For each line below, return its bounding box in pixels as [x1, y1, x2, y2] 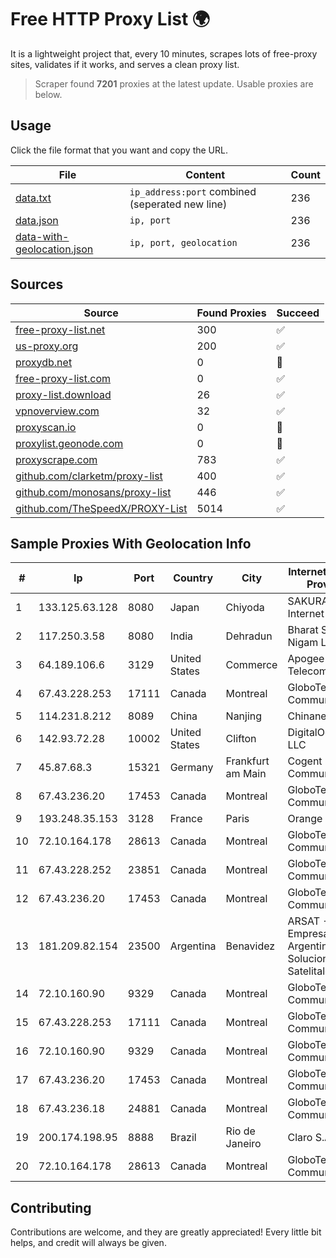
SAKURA [287, 594, 329, 608]
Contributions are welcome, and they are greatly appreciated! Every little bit [10, 1226, 322, 1238]
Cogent [287, 754, 323, 768]
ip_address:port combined [129, 184, 257, 198]
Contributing [10, 1199, 92, 1216]
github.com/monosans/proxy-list [15, 485, 172, 499]
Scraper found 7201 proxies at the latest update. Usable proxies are [34, 77, 314, 90]
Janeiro [225, 1137, 262, 1151]
